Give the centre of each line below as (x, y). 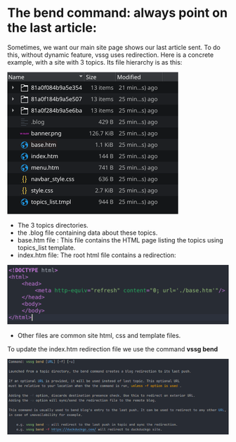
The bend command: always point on (118, 13)
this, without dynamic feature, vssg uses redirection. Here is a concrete (111, 55)
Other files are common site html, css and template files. (99, 335)
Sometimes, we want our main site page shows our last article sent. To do (114, 47)
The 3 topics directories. (53, 225)
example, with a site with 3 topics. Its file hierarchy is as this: (95, 62)
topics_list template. (46, 247)
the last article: (52, 28)
